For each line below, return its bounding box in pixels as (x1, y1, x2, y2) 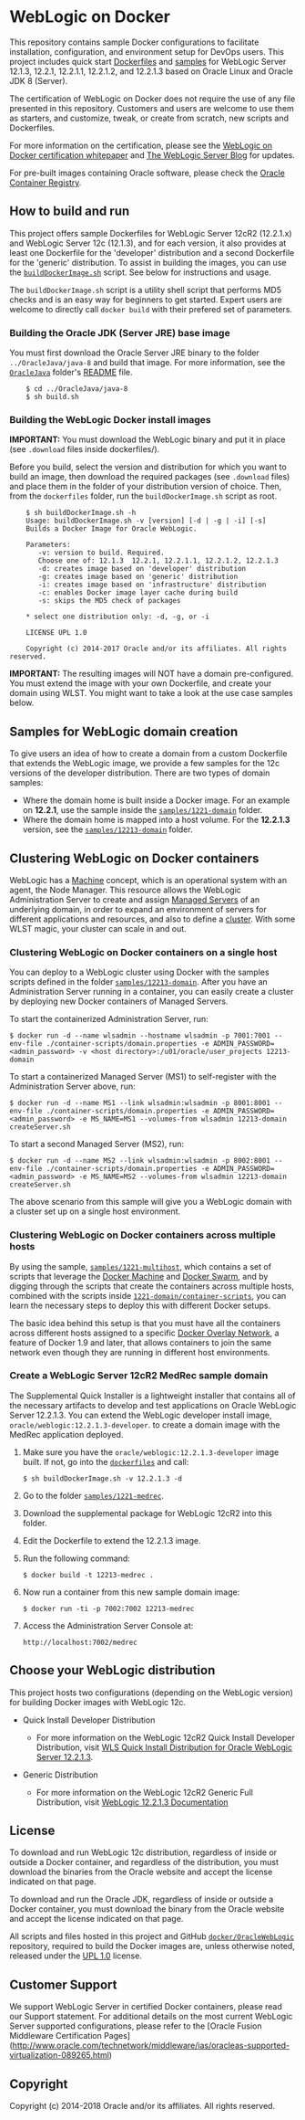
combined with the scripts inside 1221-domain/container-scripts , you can (9, 1290, 287, 1301)
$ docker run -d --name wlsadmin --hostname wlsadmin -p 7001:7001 (9, 1031, 271, 1040)
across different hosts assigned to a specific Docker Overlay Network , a (9, 1327, 280, 1338)
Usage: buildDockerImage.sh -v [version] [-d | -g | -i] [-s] (25, 516, 267, 526)
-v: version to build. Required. (37, 548, 166, 558)
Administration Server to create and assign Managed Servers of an (9, 893, 260, 905)
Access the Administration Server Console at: (22, 1619, 194, 1631)
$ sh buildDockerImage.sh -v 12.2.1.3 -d (22, 1473, 182, 1483)
